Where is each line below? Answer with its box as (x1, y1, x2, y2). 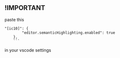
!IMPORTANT (4, 4, 45, 12)
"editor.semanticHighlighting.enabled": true (22, 30, 116, 35)
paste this (4, 16, 25, 22)
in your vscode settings (4, 47, 51, 53)
